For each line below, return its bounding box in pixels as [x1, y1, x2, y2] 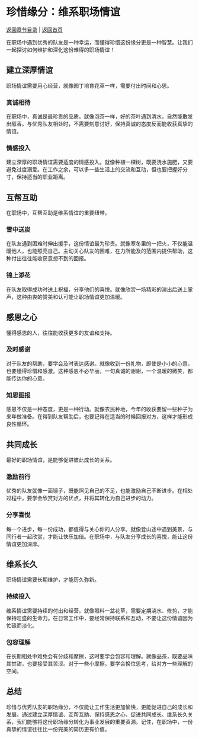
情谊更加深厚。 [6, 540, 43, 547]
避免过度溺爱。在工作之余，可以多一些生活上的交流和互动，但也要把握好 [6, 166, 182, 173]
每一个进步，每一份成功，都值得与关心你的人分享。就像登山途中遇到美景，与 [6, 525, 193, 532]
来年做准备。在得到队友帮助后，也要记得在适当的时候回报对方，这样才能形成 [6, 413, 193, 420]
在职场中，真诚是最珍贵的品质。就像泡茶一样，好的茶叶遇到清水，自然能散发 [6, 113, 193, 120]
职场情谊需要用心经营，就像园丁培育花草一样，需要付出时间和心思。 [6, 82, 172, 89]
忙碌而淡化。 [6, 622, 37, 629]
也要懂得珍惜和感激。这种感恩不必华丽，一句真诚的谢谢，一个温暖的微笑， [6, 367, 188, 374]
